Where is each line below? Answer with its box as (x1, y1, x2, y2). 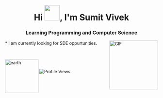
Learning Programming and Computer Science (26, 29, 137, 36)
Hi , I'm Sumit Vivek (33, 12, 130, 23)
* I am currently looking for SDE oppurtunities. (5, 40, 98, 46)
